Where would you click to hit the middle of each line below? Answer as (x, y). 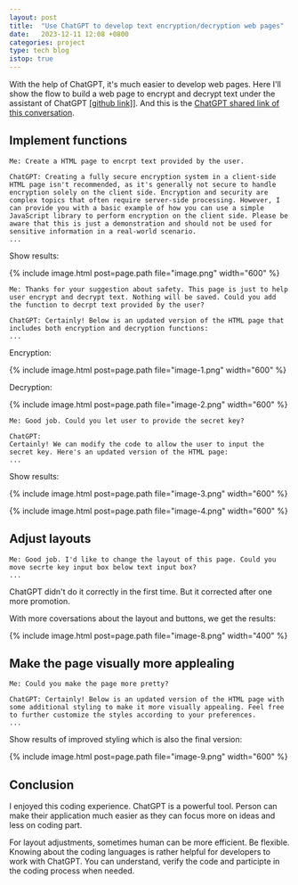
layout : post (33, 17)
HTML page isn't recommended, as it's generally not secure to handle (143, 184)
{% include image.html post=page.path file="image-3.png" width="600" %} (149, 493)
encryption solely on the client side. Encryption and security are (139, 193)
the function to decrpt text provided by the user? (107, 305)
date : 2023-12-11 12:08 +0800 (69, 34)
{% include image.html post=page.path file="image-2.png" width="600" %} (149, 404)
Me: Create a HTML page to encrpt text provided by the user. (127, 161)
